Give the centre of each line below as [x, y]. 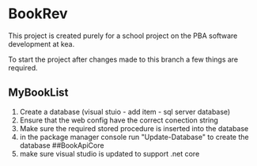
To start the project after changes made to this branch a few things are [123, 59]
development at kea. [42, 43]
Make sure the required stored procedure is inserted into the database [134, 128]
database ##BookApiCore [62, 145]
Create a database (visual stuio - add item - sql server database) [125, 111]
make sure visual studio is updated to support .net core [110, 153]
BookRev [38, 14]
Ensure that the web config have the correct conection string [119, 120]
